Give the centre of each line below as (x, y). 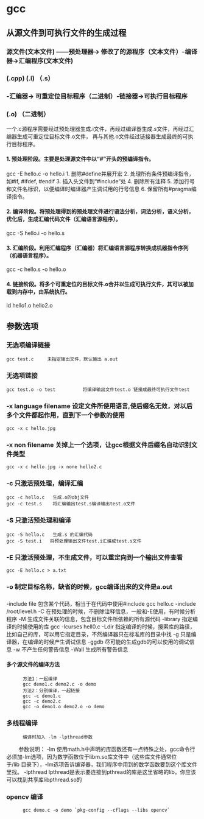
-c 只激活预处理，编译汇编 (45, 483)
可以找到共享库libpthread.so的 (44, 780)
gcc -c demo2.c (42, 701)
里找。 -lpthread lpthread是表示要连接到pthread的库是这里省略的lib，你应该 (101, 772)
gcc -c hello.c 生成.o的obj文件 (48, 497)
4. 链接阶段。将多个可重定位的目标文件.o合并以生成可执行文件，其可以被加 (100, 284)
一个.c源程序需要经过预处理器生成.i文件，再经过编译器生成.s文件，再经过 (97, 128)
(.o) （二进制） (28, 114)
